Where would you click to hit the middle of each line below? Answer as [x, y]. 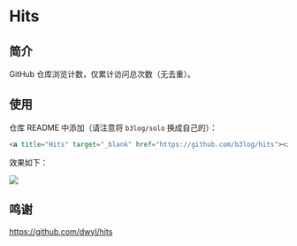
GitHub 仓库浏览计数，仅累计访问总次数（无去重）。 [103, 74]
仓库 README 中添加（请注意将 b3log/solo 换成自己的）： [114, 127]
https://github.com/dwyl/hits [61, 231]
